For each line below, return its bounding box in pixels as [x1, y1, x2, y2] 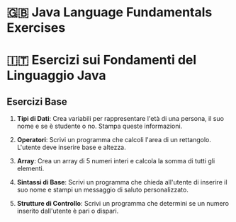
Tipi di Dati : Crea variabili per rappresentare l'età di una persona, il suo [16, 115, 225, 123]
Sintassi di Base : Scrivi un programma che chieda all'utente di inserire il [16, 178, 227, 187]
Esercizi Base [6, 95, 68, 107]
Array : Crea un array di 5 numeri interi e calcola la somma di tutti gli [16, 157, 215, 165]
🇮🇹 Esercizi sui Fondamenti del [6, 52, 197, 68]
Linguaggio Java [6, 68, 106, 83]
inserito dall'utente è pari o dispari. [16, 206, 119, 216]
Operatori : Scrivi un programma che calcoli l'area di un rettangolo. [16, 136, 212, 144]
